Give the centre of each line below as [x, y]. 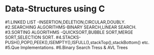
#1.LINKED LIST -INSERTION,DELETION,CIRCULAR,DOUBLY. [65, 22]
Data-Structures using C [55, 9]
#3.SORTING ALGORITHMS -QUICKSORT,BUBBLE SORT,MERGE [69, 32]
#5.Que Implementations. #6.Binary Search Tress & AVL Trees [66, 47]
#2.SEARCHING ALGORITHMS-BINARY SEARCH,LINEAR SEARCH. [71, 27]
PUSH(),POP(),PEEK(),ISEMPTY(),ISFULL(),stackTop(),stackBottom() [73, 42]
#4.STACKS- [68, 37]
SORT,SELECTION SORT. [30, 37]
